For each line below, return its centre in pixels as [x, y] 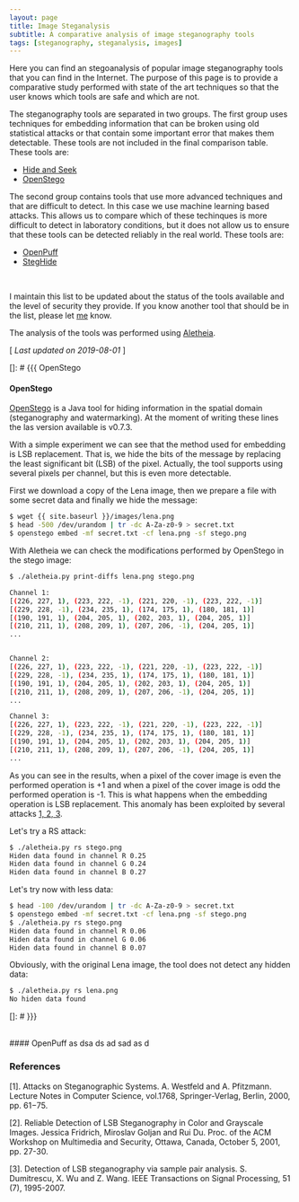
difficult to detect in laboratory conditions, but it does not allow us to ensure [149, 225]
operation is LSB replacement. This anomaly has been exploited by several [147, 803]
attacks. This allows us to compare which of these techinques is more [138, 215]
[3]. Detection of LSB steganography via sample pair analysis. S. [128, 1169]
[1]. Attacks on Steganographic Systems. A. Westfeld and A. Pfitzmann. [141, 1086]
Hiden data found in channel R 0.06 [78, 931]
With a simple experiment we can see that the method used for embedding [147, 444]
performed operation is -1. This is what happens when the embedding [138, 794]
